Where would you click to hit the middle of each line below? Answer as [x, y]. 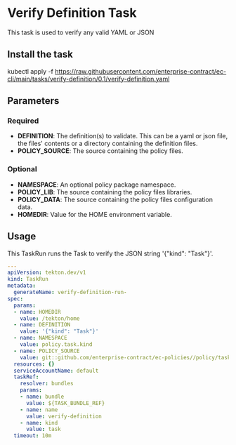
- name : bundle [42, 397]
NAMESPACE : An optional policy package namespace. [97, 185]
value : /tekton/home [50, 318]
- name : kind [39, 423]
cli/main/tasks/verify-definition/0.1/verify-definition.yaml [88, 79]
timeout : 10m [33, 436]
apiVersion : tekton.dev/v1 [47, 273]
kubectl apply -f [31, 71]
